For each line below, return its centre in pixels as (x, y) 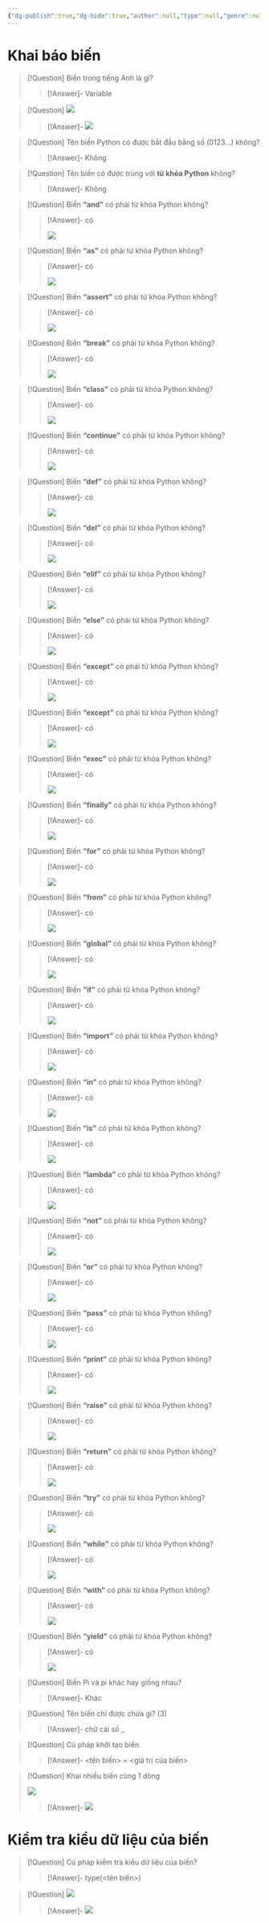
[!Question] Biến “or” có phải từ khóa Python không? (114, 1267)
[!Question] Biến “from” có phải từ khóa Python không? (119, 897)
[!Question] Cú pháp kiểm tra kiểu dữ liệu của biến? (112, 1862)
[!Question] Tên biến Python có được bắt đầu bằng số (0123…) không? (143, 142)
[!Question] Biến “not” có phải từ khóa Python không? (117, 1220)
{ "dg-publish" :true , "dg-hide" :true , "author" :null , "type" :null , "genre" (128, 16)
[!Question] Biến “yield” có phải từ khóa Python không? (119, 1636)
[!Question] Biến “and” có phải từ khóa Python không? (118, 204)
